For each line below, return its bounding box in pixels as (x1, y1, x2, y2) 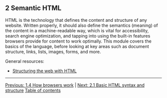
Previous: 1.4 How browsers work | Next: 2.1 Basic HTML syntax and (5, 82, 145, 88)
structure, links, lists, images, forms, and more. (5, 49, 101, 54)
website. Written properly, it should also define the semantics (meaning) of (5, 22, 158, 28)
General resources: (5, 58, 45, 64)
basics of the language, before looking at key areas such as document (5, 43, 149, 49)
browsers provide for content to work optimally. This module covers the (5, 38, 152, 44)
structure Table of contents (5, 87, 61, 93)
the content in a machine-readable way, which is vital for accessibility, (5, 27, 149, 34)
